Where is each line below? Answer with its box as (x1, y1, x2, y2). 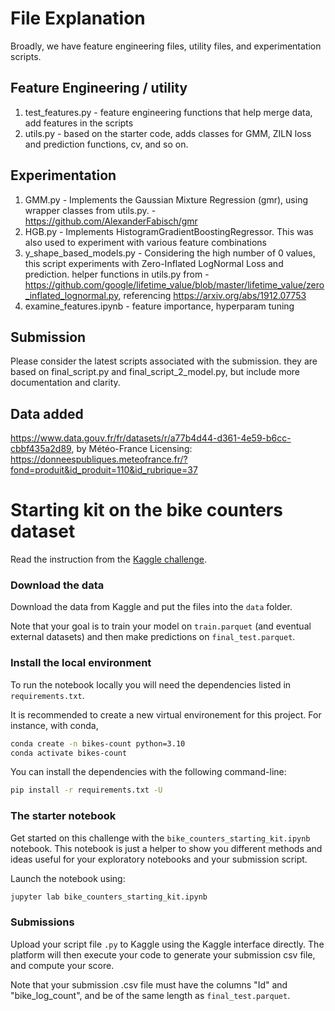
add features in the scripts (24, 117, 134, 129)
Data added (10, 405, 84, 422)
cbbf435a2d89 (10, 443, 72, 455)
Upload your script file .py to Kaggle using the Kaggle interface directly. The (10, 938, 325, 950)
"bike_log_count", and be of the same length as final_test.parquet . (10, 989, 291, 1001)
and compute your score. (10, 959, 115, 971)
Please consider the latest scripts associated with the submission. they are (10, 355, 318, 367)
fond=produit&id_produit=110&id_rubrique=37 (10, 464, 198, 476)
